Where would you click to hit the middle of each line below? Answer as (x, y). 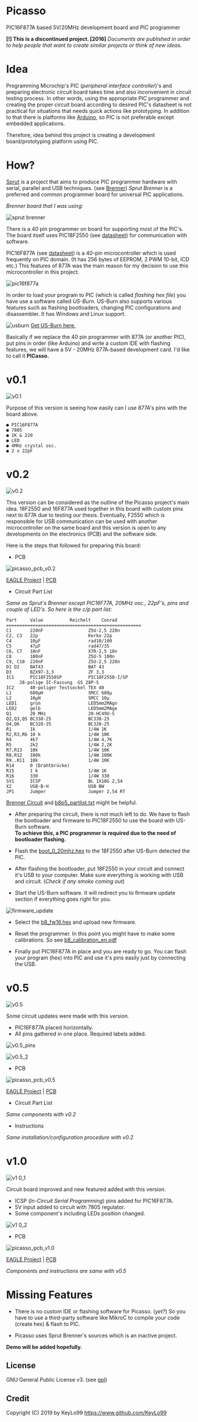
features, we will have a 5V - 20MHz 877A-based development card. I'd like (98, 349)
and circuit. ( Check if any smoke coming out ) (70, 881)
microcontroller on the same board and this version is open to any (86, 527)
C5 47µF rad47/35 (58, 646)
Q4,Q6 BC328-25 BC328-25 (58, 724)
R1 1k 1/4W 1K (57, 729)
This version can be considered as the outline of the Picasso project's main (98, 502)
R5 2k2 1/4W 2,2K (59, 745)
